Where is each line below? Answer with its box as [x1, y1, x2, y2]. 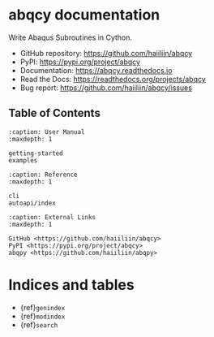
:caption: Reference [8, 171, 79, 179]
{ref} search [19, 319, 58, 330]
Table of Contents [8, 106, 101, 120]
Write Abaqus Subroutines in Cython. [8, 32, 132, 42]
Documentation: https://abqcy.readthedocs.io [19, 65, 173, 75]
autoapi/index [8, 199, 57, 207]
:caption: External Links [8, 213, 96, 221]
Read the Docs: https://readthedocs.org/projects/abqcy [19, 74, 207, 84]
